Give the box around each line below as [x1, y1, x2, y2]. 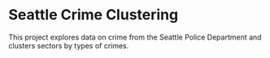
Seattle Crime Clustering [8, 6, 179, 24]
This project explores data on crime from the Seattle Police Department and [8, 32, 262, 42]
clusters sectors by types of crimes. [8, 40, 129, 50]
